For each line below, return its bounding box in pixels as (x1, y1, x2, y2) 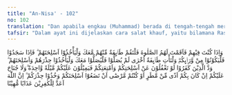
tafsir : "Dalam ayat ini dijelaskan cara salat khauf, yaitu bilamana (7, 29, 215, 36)
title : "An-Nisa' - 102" (7, 10, 79, 17)
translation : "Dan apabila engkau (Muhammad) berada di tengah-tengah (7, 23, 215, 30)
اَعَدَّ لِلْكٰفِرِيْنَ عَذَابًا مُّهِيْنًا (7, 79, 64, 87)
